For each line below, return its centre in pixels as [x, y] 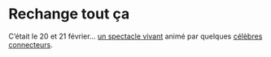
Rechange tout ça [69, 14]
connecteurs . [31, 44]
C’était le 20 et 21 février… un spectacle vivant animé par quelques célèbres [135, 36]
